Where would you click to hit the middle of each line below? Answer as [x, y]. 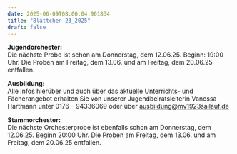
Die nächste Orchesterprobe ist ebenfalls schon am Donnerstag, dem [109, 128]
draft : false [27, 27]
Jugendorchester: [35, 48]
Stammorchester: [34, 120]
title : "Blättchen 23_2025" [49, 21]
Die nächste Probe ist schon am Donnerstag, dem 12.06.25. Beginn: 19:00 [115, 55]
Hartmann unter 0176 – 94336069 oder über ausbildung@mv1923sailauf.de [118, 106]
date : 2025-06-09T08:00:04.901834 [59, 14]
